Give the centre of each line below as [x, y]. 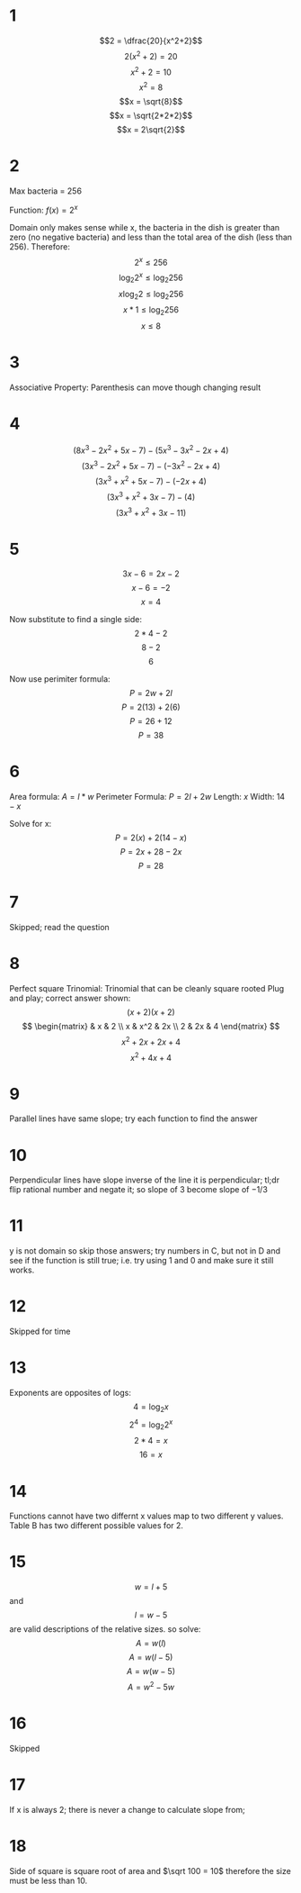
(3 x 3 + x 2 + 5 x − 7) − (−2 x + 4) [151, 481]
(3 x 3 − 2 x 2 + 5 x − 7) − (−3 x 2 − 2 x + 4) [151, 465]
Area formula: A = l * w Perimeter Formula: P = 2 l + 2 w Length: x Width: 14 [147, 797]
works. [22, 1270]
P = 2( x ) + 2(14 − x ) [151, 838]
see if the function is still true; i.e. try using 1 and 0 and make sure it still [142, 1261]
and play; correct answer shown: [70, 998]
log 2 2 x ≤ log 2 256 [151, 278]
